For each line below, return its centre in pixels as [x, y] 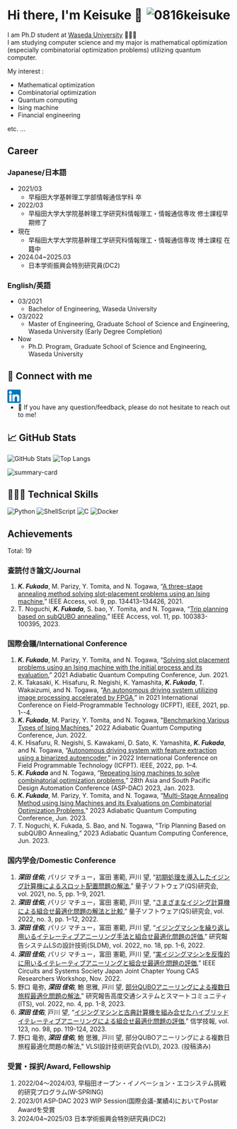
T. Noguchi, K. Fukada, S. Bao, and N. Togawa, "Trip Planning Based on [122, 825]
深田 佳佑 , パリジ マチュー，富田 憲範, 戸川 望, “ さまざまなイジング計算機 [124, 902]
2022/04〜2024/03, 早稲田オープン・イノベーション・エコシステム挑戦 [122, 1083]
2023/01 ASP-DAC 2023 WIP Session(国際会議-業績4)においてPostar [118, 1101]
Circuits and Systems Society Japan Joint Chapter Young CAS [108, 971]
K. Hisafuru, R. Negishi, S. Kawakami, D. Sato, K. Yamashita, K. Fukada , [122, 743]
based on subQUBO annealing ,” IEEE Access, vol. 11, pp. [99, 616]
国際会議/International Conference [67, 644]
